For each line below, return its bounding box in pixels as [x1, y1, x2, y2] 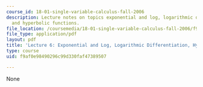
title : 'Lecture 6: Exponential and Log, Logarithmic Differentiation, [6, 43, 190, 49]
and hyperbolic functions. [11, 20, 80, 26]
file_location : [6, 25, 45, 32]
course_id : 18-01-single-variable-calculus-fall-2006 [6, 8, 145, 15]
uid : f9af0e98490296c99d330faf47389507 [6, 53, 107, 59]
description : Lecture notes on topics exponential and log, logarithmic [6, 14, 193, 20]
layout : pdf [6, 37, 36, 43]
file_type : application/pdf [6, 31, 77, 37]
